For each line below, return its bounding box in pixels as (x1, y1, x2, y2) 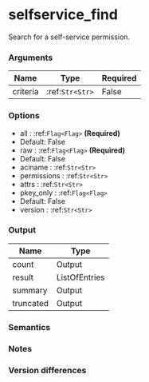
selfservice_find (8, 6, 118, 24)
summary (12, 285, 48, 296)
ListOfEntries (56, 272, 105, 283)
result (12, 272, 34, 283)
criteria (12, 86, 39, 97)
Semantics (8, 321, 51, 332)
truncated (12, 297, 49, 308)
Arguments (8, 52, 53, 63)
